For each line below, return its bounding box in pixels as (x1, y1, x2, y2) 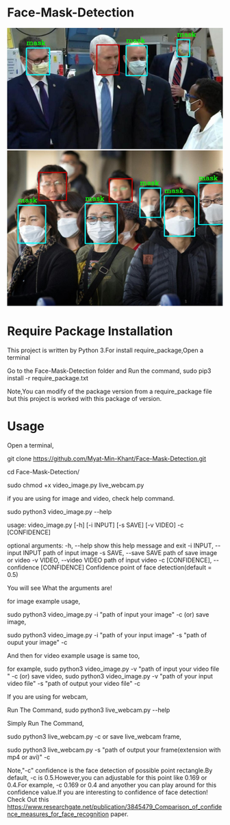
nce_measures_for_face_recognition (7, 810, 110, 818)
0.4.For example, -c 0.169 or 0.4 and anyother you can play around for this (7, 781, 217, 789)
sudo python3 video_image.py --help (7, 508, 112, 516)
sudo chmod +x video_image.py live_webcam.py (7, 481, 144, 489)
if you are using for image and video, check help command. (7, 495, 175, 503)
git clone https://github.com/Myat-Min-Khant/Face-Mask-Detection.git (7, 454, 207, 463)
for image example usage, (7, 598, 81, 606)
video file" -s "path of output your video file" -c (7, 680, 141, 688)
